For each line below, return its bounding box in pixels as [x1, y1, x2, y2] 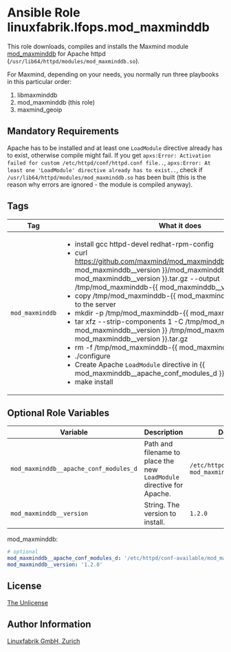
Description [144, 428, 184, 437]
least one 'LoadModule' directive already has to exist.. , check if [7, 165, 203, 173]
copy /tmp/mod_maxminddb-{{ [74, 291, 177, 300]
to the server [74, 299, 116, 309]
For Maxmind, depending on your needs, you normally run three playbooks [7, 70, 219, 78]
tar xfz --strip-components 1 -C [74, 317, 184, 326]
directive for [144, 481, 184, 490]
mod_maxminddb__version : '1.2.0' [7, 561, 103, 569]
